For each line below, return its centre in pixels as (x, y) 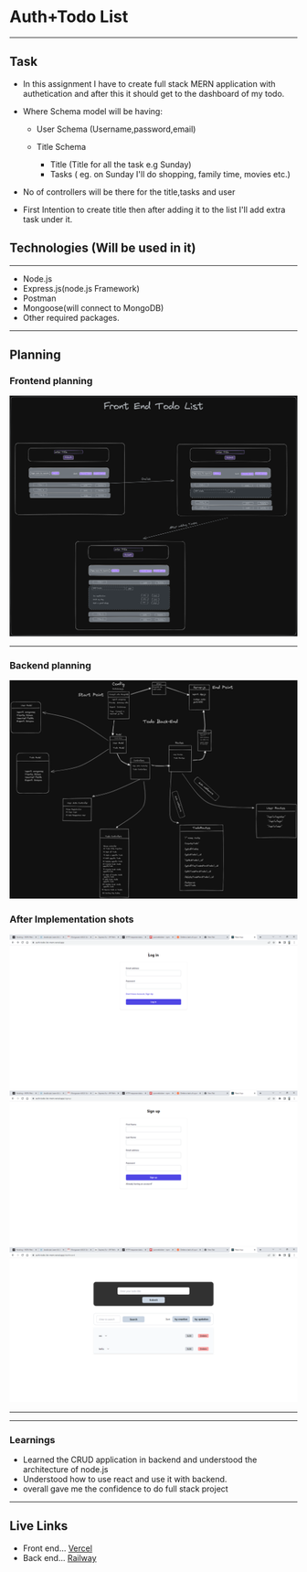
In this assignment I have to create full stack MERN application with (149, 83)
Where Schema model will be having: (92, 111)
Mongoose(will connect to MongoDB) (93, 307)
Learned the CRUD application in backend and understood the (140, 1460)
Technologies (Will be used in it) (103, 248)
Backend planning (50, 665)
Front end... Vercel (58, 1548)
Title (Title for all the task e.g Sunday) (121, 164)
